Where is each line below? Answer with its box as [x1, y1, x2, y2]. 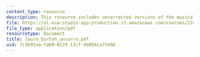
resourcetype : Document [6, 31, 65, 37]
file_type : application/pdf [6, 25, 76, 31]
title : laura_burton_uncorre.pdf [6, 36, 89, 42]
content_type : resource [6, 8, 65, 15]
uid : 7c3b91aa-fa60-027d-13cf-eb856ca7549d [6, 42, 116, 48]
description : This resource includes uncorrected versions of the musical [6, 14, 196, 20]
